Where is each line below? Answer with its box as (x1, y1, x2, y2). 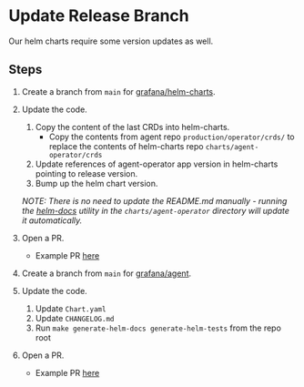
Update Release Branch (8, 5, 189, 26)
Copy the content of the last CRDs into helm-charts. (35, 121, 230, 132)
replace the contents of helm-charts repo (48, 140, 204, 151)
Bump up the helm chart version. (35, 178, 158, 188)
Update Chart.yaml (35, 302, 106, 314)
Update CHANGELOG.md (35, 312, 115, 323)
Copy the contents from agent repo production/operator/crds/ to (48, 131, 295, 142)
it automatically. (21, 215, 83, 226)
